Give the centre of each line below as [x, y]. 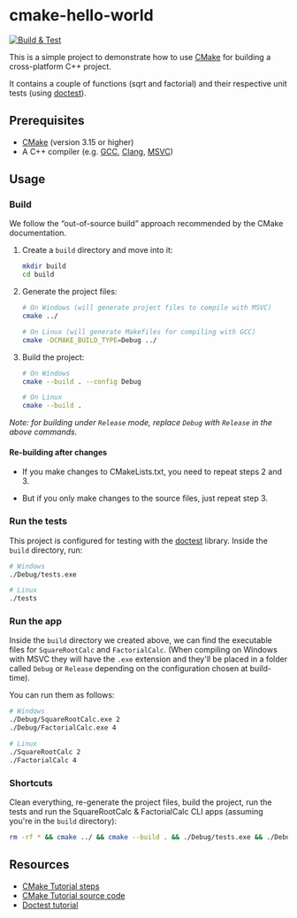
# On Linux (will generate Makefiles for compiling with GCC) [139, 332]
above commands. [43, 432]
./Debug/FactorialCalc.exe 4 [63, 728]
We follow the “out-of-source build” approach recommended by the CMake [146, 224]
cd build [38, 275]
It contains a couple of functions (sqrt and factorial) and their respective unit [148, 83]
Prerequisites [47, 121]
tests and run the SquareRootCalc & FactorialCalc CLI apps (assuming [136, 812]
